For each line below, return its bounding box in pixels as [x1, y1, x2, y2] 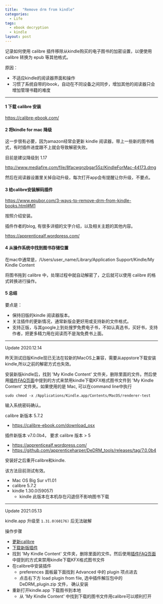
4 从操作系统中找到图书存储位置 [5, 245, 69, 251]
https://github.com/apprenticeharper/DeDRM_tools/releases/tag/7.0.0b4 [12, 447, 157, 453]
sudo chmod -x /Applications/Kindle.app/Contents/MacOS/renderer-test [5, 393, 151, 398]
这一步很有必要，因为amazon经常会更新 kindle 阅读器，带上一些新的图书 [5, 138, 150, 144]
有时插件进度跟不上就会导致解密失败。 [13, 145, 90, 150]
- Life [9, 16, 23, 21]
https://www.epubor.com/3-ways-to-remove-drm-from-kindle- [5, 198, 131, 203]
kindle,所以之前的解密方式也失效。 [5, 361, 74, 366]
